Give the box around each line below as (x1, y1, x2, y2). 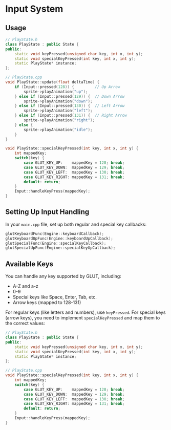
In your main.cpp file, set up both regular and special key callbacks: (5, 221, 147, 227)
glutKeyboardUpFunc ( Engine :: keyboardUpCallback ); (5, 236, 114, 241)
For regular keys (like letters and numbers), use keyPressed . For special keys (5, 309, 166, 315)
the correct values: (5, 320, 45, 327)
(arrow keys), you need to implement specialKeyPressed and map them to (5, 315, 160, 321)
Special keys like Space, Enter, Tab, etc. (12, 294, 97, 300)
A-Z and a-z (12, 283, 38, 289)
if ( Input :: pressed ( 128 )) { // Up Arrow (14, 84, 120, 90)
